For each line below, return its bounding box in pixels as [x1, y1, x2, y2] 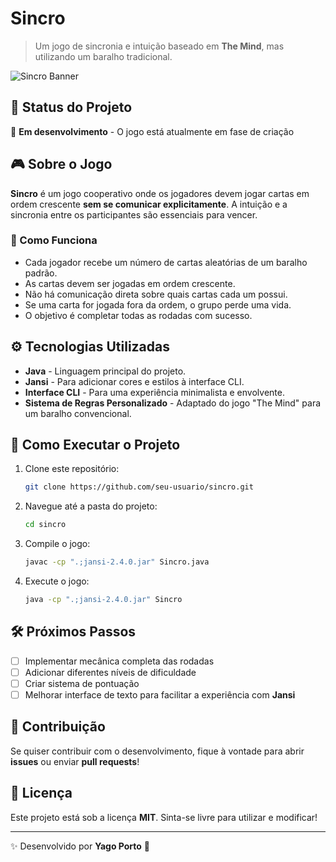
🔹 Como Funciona [10, 233, 98, 247]
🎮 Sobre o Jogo [10, 156, 113, 173]
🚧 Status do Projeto [10, 99, 133, 116]
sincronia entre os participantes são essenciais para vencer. [10, 208, 258, 221]
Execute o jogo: [24, 575, 90, 587]
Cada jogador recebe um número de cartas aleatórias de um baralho [24, 256, 308, 268]
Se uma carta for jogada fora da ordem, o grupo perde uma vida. [24, 298, 292, 311]
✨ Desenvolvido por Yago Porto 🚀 [10, 840, 151, 852]
